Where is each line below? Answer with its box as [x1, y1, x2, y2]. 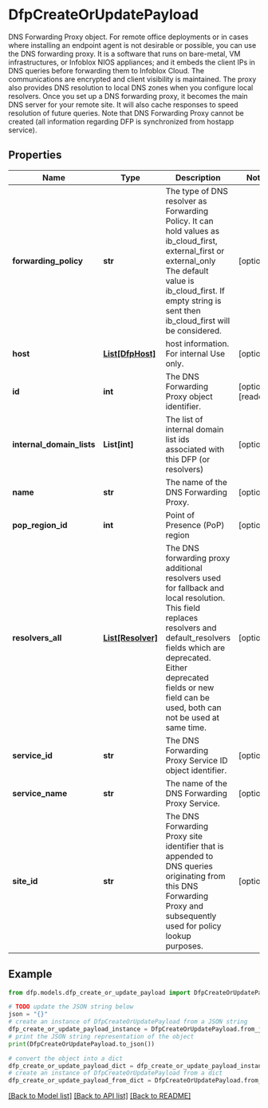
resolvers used [165, 572, 222, 583]
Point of [165, 509, 195, 520]
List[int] [103, 439, 134, 450]
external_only [165, 255, 216, 266]
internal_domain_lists [12, 439, 96, 450]
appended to [165, 850, 214, 862]
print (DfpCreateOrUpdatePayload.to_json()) [8, 1039, 156, 1048]
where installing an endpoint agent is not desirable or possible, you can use [8, 40, 257, 49]
